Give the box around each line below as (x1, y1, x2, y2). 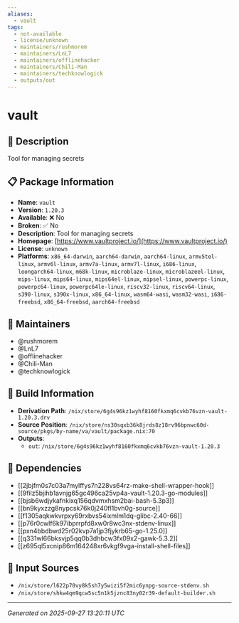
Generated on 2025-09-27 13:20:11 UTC (7, 609, 125, 617)
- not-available (14, 30, 62, 38)
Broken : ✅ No (17, 221, 59, 230)
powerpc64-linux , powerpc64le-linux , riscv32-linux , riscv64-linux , (17, 282, 216, 291)
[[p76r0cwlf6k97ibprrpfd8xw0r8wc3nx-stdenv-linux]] (17, 518, 176, 527)
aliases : (7, 10, 33, 18)
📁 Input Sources (7, 563, 80, 575)
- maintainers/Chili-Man (14, 63, 87, 70)
